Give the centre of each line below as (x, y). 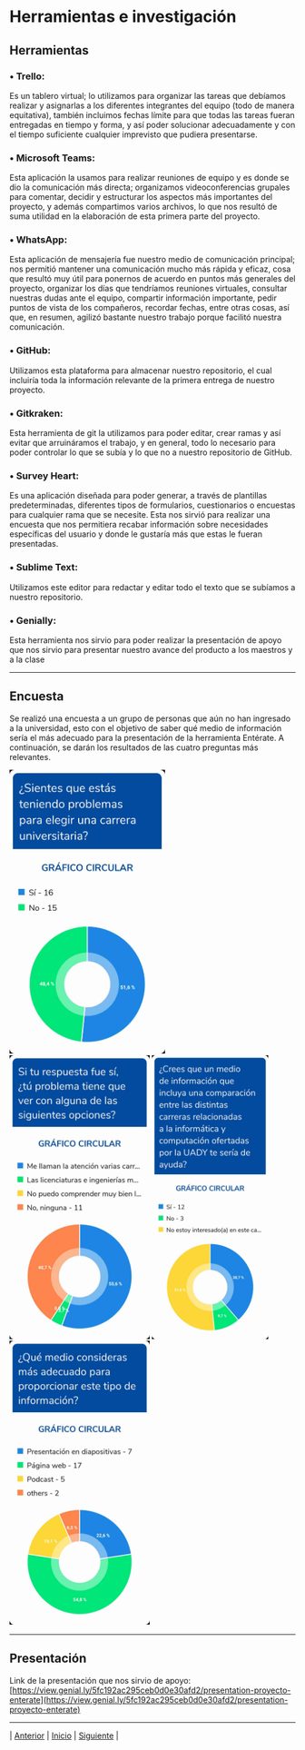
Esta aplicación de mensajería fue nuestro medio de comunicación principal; (152, 260)
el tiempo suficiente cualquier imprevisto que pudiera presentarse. (134, 134)
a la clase (27, 659)
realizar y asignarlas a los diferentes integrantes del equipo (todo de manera (152, 105)
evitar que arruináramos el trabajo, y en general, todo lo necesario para (143, 443)
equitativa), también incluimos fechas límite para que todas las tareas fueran (152, 114)
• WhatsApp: (39, 240)
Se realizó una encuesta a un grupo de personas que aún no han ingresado (150, 718)
